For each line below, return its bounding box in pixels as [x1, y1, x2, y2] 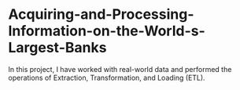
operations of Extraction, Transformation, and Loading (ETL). [8, 73, 206, 82]
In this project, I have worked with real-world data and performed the [8, 64, 232, 74]
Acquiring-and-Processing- [8, 5, 194, 23]
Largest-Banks [8, 39, 107, 56]
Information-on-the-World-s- [8, 22, 206, 40]
